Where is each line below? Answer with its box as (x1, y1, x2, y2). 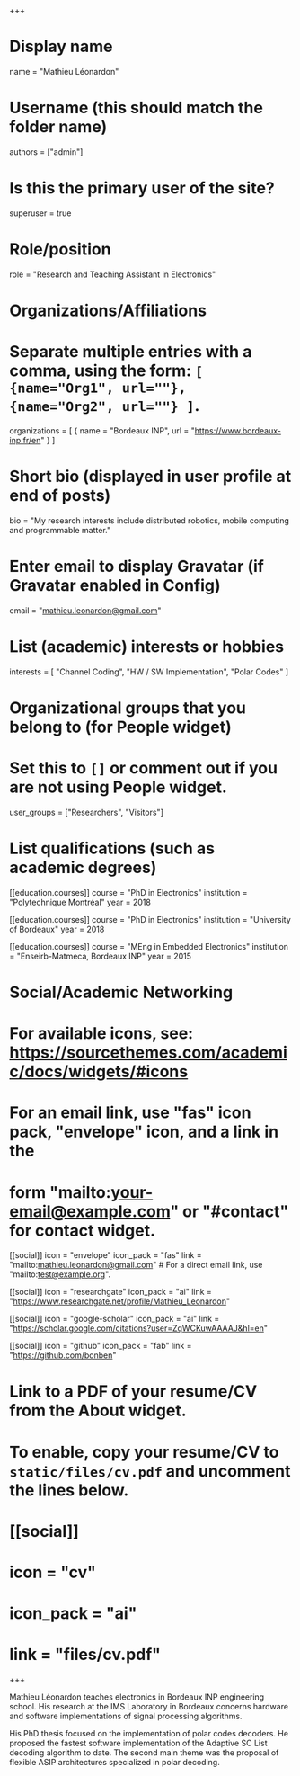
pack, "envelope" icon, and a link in (9, 1121, 279, 1142)
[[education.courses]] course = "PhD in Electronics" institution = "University (9, 914, 292, 924)
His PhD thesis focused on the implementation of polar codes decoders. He (9, 1728, 289, 1739)
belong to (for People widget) (9, 717, 232, 737)
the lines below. (9, 1480, 129, 1500)
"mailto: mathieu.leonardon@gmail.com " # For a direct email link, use (9, 1260, 263, 1271)
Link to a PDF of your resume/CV (9, 1381, 258, 1402)
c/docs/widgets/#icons (9, 1062, 189, 1082)
